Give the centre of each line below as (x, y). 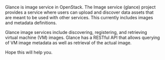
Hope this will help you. (29, 52)
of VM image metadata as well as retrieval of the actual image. (68, 43)
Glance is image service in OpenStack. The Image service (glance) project (81, 7)
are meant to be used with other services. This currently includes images (79, 17)
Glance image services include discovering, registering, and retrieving (76, 32)
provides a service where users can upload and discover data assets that (79, 12)
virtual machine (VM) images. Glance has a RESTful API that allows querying (82, 37)
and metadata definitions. (31, 23)
